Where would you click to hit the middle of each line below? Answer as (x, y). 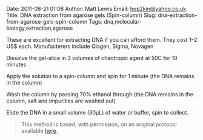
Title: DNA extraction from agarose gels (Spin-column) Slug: (82, 15)
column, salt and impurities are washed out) (61, 101)
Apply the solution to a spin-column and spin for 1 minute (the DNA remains (100, 76)
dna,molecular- (123, 22)
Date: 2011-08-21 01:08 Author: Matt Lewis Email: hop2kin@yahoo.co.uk (96, 9)
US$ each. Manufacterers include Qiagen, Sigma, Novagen (80, 46)
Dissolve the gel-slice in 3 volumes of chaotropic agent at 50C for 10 (92, 58)
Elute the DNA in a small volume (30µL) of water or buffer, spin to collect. (98, 112)
